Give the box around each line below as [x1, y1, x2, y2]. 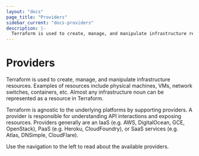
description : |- [6, 25, 46, 31]
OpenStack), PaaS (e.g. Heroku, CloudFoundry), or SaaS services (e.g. [6, 125, 179, 132]
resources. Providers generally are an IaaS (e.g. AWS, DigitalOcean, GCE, [6, 119, 185, 126]
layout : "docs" [6, 8, 44, 15]
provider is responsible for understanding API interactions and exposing [6, 113, 182, 120]
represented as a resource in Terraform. [6, 95, 104, 102]
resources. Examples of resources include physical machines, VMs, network [6, 82, 192, 90]
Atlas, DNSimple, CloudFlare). [6, 132, 79, 139]
